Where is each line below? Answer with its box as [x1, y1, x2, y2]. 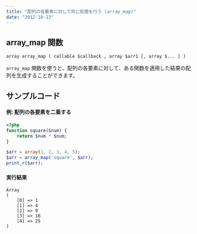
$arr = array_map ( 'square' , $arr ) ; [6, 155, 94, 161]
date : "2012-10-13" [6, 14, 54, 20]
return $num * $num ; [17, 133, 67, 139]
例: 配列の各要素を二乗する [6, 109, 71, 116]
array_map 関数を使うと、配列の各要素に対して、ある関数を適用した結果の [6, 64, 186, 71]
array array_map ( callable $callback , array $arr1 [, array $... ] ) [6, 54, 186, 60]
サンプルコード [6, 91, 60, 101]
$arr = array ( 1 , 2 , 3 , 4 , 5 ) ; [6, 149, 81, 155]
